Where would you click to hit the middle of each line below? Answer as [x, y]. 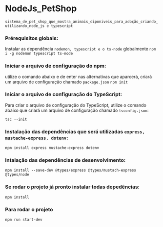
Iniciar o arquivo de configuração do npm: [56, 66]
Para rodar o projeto [29, 209]
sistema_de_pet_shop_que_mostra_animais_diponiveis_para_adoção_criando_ [82, 22]
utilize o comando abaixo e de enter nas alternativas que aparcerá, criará [79, 76]
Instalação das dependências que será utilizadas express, [75, 131]
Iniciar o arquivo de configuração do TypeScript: [64, 95]
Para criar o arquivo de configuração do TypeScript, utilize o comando [76, 105]
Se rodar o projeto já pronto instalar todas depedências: [72, 187]
